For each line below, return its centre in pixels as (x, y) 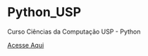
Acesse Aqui (26, 45)
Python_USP (44, 12)
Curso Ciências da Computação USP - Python (74, 31)
